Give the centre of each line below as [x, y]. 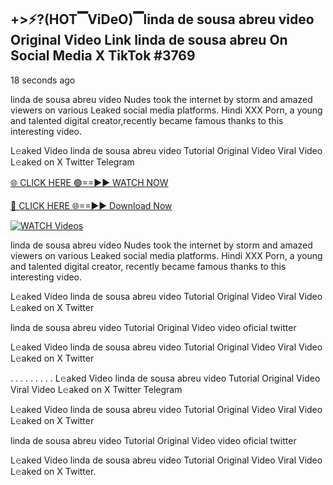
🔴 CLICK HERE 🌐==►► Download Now [91, 205]
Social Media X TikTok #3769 [103, 56]
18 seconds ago [43, 80]
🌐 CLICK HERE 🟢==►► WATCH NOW [89, 182]
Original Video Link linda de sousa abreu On [149, 40]
